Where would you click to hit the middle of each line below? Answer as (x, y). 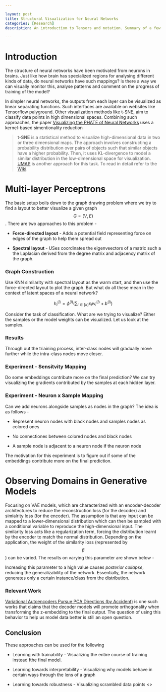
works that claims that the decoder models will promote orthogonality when (82, 607)
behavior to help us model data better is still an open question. (69, 617)
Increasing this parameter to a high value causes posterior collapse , (75, 567)
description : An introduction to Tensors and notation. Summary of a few (83, 28)
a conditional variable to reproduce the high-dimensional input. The (74, 526)
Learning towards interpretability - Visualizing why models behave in (82, 669)
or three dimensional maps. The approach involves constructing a (84, 143)
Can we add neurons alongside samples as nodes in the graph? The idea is (82, 406)
